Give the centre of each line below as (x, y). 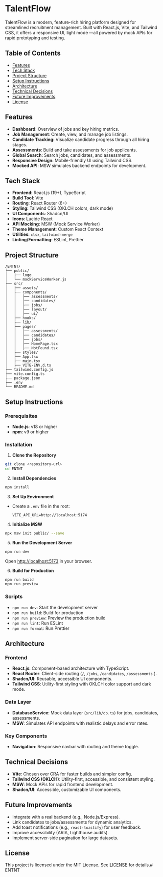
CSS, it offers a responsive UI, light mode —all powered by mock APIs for (79, 32)
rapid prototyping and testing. (35, 38)
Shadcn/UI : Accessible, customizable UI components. (67, 790)
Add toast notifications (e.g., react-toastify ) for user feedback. (77, 827)
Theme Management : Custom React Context (58, 229)
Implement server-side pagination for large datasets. (65, 838)
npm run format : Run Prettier (41, 628)
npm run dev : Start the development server (55, 607)
